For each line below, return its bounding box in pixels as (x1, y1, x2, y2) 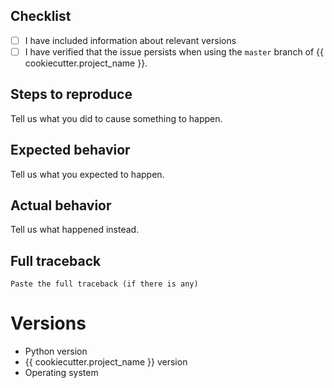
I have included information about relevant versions (24, 34, 237, 46)
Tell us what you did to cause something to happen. (10, 112, 223, 124)
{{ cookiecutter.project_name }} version (24, 356, 188, 368)
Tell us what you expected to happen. (10, 168, 165, 180)
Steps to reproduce (10, 86, 133, 103)
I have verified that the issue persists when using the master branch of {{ (24, 45, 325, 58)
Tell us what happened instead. (10, 224, 140, 236)
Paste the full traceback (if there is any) (10, 279, 199, 289)
